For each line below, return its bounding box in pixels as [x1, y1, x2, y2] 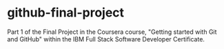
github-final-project [7, 5, 125, 21]
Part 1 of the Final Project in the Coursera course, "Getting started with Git [7, 28, 217, 36]
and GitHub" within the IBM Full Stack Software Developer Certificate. [7, 35, 205, 43]
